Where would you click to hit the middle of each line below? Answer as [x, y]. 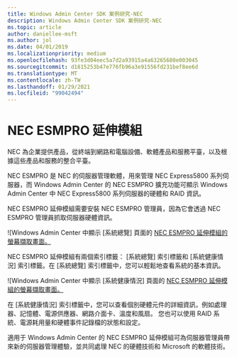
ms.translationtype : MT [43, 73]
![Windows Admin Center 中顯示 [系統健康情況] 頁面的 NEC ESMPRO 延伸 [115, 281]
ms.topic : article [34, 27]
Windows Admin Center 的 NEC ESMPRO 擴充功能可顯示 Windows [131, 185]
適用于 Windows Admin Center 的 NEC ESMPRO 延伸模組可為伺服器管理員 [116, 338]
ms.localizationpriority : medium [57, 54]
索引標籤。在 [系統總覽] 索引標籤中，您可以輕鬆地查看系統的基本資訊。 [121, 266]
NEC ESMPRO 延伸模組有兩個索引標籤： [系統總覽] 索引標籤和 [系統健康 [112, 257]
